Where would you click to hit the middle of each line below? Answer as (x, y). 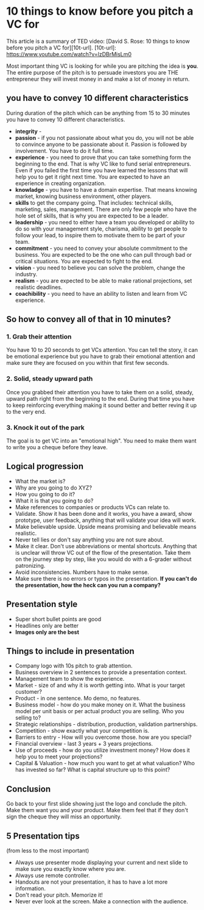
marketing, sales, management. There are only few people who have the (106, 209)
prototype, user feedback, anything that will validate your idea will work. (106, 520)
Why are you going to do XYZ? (54, 488)
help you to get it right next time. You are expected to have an (93, 177)
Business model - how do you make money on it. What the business (100, 705)
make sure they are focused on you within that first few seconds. (88, 363)
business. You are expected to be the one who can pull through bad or (104, 254)
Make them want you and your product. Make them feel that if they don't (97, 810)
